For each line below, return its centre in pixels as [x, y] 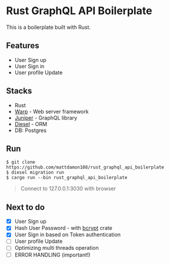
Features [23, 46]
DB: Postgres [31, 130]
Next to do [26, 207]
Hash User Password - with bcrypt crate [64, 228]
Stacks [19, 91]
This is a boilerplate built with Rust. [49, 27]
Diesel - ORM [31, 124]
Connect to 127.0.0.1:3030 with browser [68, 189]
